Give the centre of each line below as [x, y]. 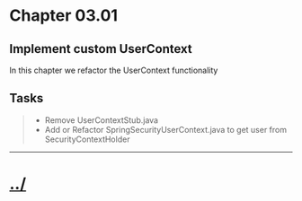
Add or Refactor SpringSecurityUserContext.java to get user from [166, 129]
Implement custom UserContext [101, 49]
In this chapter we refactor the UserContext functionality [114, 70]
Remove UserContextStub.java [102, 120]
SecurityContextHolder [87, 139]
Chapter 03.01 [64, 16]
